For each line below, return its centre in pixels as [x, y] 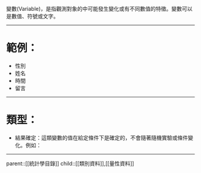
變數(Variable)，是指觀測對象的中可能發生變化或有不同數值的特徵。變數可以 [99, 9]
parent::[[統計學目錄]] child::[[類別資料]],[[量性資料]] [70, 163]
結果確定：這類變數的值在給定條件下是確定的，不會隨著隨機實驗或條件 [101, 138]
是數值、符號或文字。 [32, 16]
